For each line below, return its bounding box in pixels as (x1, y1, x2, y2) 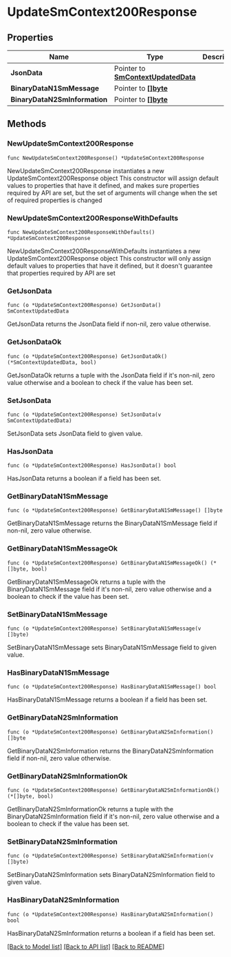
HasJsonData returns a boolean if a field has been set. (7, 474, 162, 483)
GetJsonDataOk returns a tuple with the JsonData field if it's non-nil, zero (7, 371, 215, 379)
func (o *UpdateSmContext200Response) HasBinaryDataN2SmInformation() (7, 911, 214, 918)
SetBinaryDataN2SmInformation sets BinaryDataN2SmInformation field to (7, 871, 215, 879)
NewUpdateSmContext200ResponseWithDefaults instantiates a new (7, 246, 201, 255)
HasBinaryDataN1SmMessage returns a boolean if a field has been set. (7, 695, 208, 704)
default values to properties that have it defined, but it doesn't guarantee (7, 262, 213, 270)
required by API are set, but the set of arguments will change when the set (7, 188, 218, 197)
